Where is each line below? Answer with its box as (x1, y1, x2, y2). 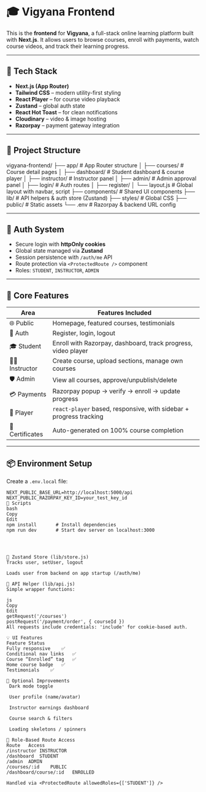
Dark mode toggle (9, 683, 53, 689)
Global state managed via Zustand (15, 247, 103, 255)
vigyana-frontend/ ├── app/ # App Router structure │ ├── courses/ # (6, 161, 184, 169)
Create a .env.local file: (6, 478, 68, 485)
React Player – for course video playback (15, 95, 120, 103)
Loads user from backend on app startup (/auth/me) (6, 570, 141, 576)
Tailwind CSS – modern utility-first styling (15, 89, 121, 96)
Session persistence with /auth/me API (15, 253, 113, 261)
